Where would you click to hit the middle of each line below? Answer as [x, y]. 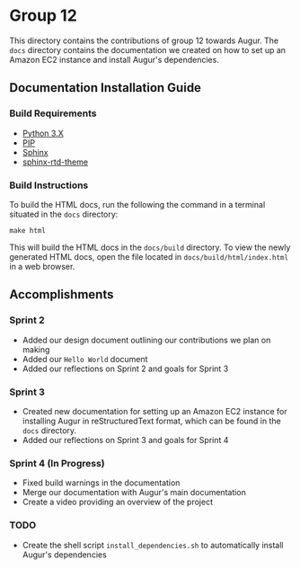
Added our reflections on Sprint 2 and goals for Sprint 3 [125, 369]
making [36, 349]
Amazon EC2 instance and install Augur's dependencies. [115, 59]
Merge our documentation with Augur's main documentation [134, 493]
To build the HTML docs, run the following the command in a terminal [137, 204]
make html [28, 230]
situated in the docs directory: [64, 214]
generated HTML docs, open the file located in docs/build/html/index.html [149, 256]
